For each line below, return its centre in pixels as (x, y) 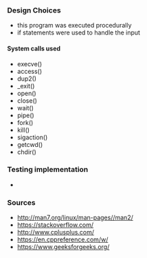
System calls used (34, 48)
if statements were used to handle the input (79, 32)
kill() (23, 130)
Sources (21, 202)
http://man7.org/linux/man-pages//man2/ (75, 218)
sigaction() (32, 137)
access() (30, 71)
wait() (25, 108)
